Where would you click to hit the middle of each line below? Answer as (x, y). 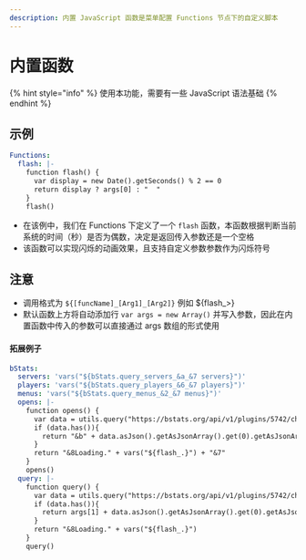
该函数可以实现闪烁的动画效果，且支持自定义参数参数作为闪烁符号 (146, 248)
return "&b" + (69, 436)
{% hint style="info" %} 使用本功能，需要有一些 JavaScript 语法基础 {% (143, 93)
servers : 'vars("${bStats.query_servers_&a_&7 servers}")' (132, 377)
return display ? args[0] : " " (97, 189)
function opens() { (63, 410)
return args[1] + (75, 513)
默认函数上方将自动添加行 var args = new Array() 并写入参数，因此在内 (158, 315)
